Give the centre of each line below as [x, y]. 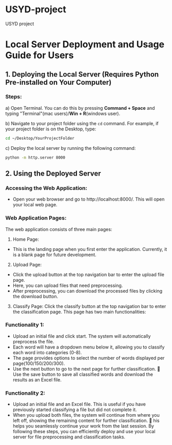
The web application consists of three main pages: [59, 229]
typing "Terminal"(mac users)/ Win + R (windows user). [63, 113]
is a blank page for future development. [54, 255]
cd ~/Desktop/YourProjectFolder [40, 138]
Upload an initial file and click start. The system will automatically [82, 336]
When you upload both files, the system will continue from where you [86, 415]
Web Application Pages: [36, 218]
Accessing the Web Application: [46, 188]
